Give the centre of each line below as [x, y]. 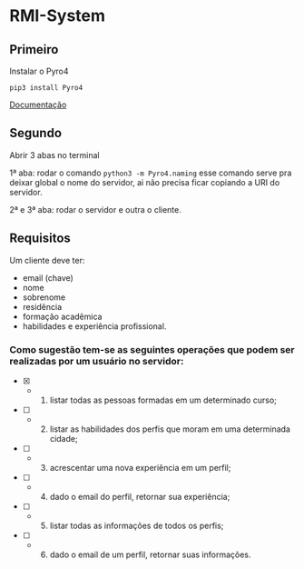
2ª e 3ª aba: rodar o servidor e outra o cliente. [95, 209]
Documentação [38, 105]
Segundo [35, 133]
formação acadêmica [62, 316]
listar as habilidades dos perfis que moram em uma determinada [170, 429]
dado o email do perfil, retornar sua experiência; [140, 496]
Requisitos [40, 239]
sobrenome [44, 297]
